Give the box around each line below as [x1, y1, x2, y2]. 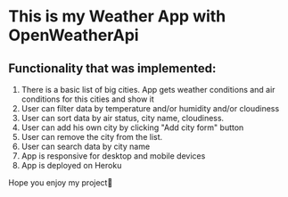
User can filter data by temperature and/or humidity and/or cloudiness [21, 103, 280, 113]
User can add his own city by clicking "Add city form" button [21, 122, 244, 133]
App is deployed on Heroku [21, 160, 122, 170]
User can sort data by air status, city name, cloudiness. [21, 113, 225, 123]
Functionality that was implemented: [8, 61, 217, 76]
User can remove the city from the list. [21, 132, 163, 142]
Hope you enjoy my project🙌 [8, 177, 113, 188]
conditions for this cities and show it [21, 94, 155, 104]
